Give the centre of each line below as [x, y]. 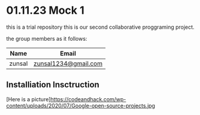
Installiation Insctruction [53, 85]
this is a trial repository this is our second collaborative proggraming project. [100, 27]
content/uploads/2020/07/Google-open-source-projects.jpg [81, 105]
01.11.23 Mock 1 [46, 10]
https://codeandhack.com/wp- [88, 99]
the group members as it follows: [47, 38]
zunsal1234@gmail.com [68, 63]
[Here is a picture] [28, 99]
